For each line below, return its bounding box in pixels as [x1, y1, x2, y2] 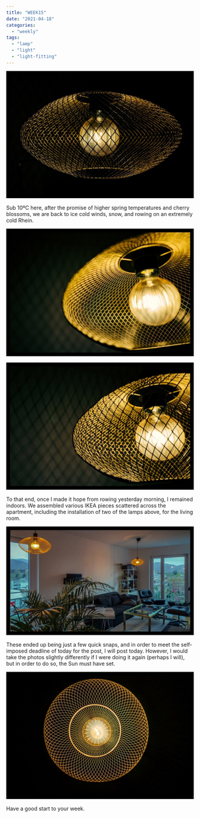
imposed [6, 647, 28, 654]
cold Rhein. [6, 217, 34, 224]
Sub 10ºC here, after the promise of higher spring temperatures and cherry [6, 204, 190, 211]
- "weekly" [11, 29, 39, 35]
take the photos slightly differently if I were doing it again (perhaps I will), [6, 653, 185, 660]
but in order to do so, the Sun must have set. [6, 660, 115, 667]
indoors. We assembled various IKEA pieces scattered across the [6, 502, 167, 509]
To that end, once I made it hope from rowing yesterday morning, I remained [6, 496, 193, 503]
